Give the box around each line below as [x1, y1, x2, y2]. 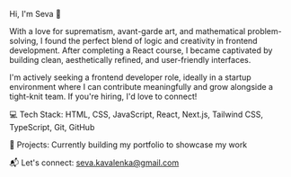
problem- [247, 26, 282, 36]
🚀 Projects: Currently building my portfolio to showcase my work [9, 139, 248, 150]
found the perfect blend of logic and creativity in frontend [44, 36, 258, 46]
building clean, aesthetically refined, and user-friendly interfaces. [9, 55, 251, 65]
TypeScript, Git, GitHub [9, 122, 95, 132]
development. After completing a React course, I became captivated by [9, 45, 273, 56]
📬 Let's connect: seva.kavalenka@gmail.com [9, 157, 180, 168]
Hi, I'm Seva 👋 [9, 9, 61, 19]
